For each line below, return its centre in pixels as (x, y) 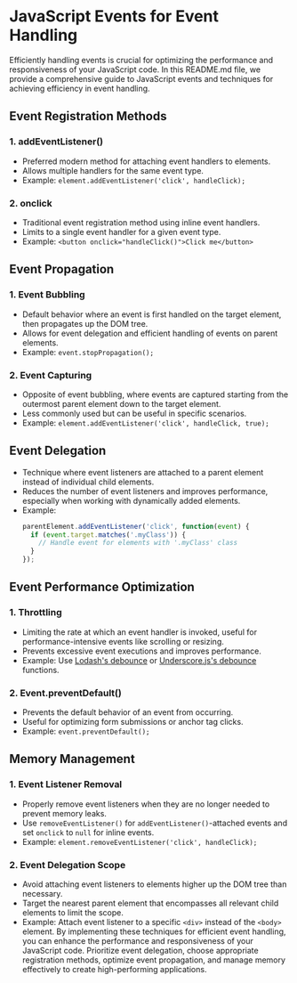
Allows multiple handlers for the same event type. (113, 170)
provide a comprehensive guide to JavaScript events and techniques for (141, 78)
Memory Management (72, 759)
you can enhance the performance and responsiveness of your (137, 941)
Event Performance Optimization (102, 587)
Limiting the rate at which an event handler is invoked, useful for (140, 632)
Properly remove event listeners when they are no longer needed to (146, 804)
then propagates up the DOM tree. (85, 323)
